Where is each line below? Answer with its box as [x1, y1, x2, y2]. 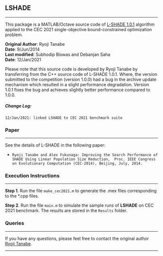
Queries [5, 220, 24, 227]
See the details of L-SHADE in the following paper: [5, 142, 106, 148]
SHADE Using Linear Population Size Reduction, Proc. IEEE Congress [12, 157, 156, 162]
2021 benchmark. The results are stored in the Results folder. [5, 208, 128, 214]
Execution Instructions [5, 172, 60, 179]
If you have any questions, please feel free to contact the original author [5, 236, 149, 241]
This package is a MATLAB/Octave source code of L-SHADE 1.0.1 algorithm [5, 21, 155, 27]
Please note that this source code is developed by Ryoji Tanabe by [5, 66, 138, 72]
